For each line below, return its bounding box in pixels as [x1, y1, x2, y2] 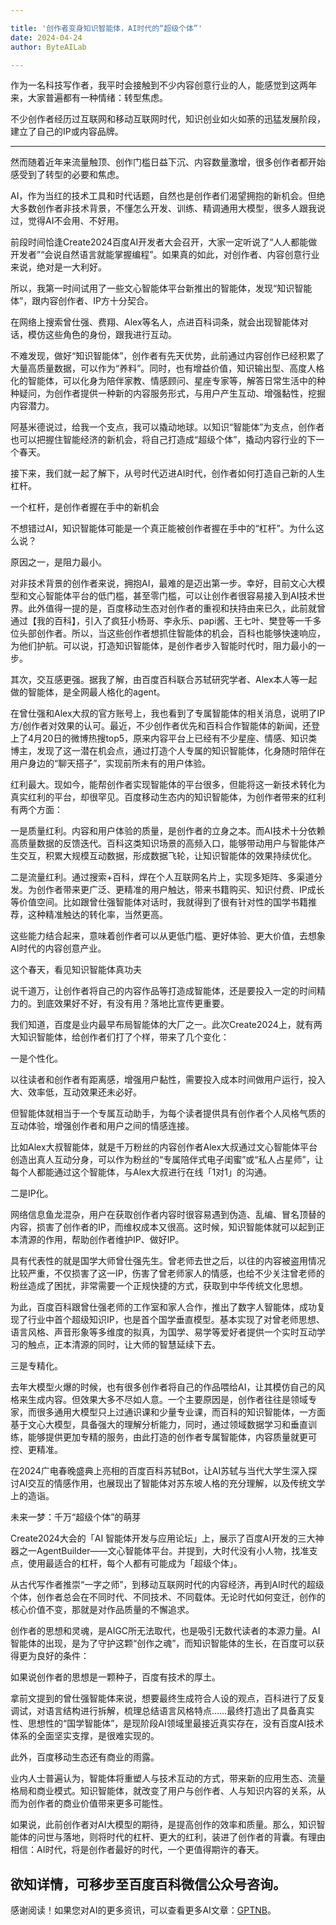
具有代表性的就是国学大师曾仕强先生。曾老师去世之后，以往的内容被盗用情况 [10, 1255, 326, 1267]
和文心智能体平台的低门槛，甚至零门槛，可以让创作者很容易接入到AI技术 [18, 590, 317, 602]
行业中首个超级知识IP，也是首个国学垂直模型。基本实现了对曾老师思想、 [27, 1314, 325, 1326]
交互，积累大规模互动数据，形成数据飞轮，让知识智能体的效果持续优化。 [18, 850, 317, 862]
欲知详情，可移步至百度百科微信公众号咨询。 [10, 1876, 287, 1893]
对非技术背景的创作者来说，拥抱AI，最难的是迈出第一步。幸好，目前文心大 [10, 577, 317, 590]
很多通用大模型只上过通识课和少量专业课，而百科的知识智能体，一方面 [36, 1406, 326, 1418]
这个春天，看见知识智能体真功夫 [10, 964, 142, 976]
